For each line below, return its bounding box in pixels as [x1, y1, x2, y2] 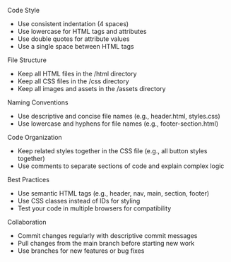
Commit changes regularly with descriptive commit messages [17, 232, 198, 239]
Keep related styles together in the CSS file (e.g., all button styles [17, 147, 208, 155]
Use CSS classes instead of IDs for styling [17, 197, 141, 205]
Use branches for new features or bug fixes [17, 246, 145, 255]
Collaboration [7, 218, 47, 226]
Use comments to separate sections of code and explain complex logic [17, 162, 225, 170]
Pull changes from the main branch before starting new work [17, 239, 195, 247]
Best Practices [7, 176, 49, 184]
